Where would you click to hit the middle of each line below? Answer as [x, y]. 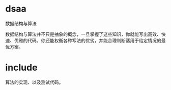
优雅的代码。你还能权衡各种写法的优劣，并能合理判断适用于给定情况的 [88, 40]
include [21, 67]
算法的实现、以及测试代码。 [34, 82]
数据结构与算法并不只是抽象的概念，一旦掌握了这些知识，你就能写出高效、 [83, 34]
